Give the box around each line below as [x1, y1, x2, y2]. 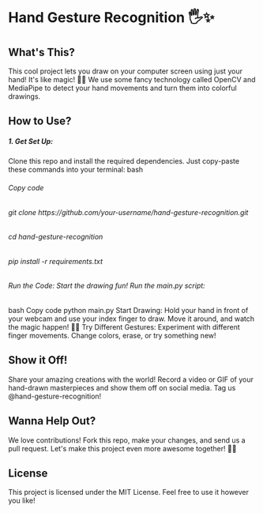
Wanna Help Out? [8, 414, 96, 428]
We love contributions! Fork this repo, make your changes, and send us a [8, 435, 246, 445]
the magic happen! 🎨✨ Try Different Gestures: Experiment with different [8, 323, 241, 331]
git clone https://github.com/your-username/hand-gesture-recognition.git [8, 207, 249, 217]
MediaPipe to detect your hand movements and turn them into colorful [8, 83, 237, 92]
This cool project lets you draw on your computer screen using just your [8, 66, 243, 76]
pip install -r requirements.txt [8, 256, 103, 266]
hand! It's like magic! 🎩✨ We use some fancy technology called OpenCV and [8, 75, 256, 84]
